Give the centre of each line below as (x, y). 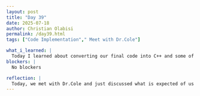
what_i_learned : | (29, 51)
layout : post (22, 12)
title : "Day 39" (26, 17)
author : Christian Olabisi (40, 28)
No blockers (27, 67)
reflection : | (24, 78)
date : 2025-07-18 (28, 23)
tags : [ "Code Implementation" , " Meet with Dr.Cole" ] (73, 40)
